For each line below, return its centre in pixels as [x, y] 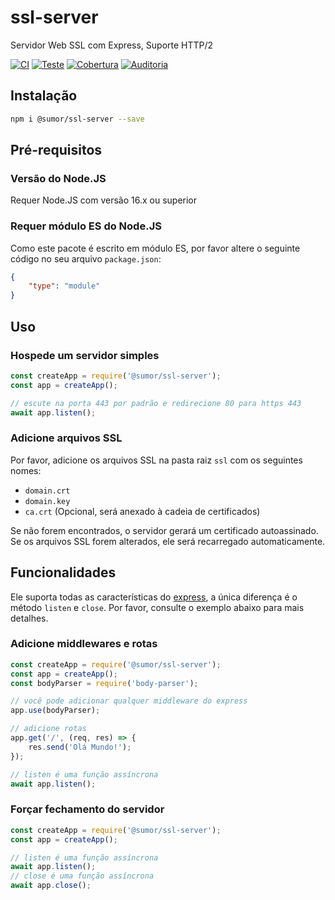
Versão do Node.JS [58, 178]
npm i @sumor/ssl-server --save [77, 119]
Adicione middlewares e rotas [84, 644]
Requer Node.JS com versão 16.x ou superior [104, 200]
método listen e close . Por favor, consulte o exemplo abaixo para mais [157, 607]
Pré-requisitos [56, 150]
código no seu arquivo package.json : [86, 258]
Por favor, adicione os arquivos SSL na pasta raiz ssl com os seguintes [156, 460]
